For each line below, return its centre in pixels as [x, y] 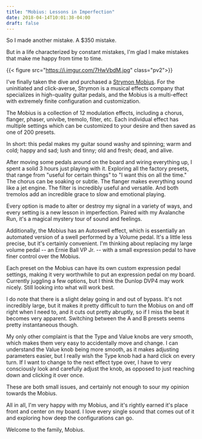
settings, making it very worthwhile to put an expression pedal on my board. [101, 275]
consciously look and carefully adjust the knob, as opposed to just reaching [100, 369]
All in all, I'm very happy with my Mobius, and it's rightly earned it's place [97, 405]
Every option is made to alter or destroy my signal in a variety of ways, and [99, 206]
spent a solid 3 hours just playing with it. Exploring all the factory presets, [98, 169]
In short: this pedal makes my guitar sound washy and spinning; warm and [99, 144]
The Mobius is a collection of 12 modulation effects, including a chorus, [95, 113]
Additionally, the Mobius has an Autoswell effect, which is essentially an [96, 231]
